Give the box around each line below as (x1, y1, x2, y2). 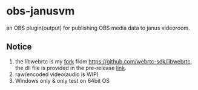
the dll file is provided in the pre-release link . (15, 64, 127, 71)
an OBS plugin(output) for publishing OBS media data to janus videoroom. (6, 24, 190, 31)
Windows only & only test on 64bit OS (15, 77, 110, 84)
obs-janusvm (6, 4, 75, 18)
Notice (6, 42, 32, 52)
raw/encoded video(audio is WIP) (15, 71, 99, 78)
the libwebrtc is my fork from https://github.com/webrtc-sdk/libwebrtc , (15, 57, 193, 65)
